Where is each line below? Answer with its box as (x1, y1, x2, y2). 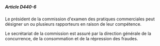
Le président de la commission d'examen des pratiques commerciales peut (5, 16, 155, 22)
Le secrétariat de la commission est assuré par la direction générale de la (5, 31, 151, 36)
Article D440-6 (5, 4, 37, 10)
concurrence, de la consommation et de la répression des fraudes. (5, 35, 138, 41)
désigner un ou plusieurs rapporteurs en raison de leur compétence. (5, 21, 142, 27)
